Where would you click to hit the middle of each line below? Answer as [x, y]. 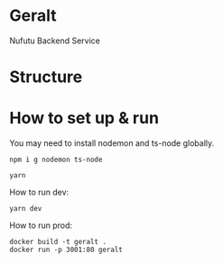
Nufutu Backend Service [55, 41]
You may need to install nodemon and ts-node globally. [112, 143]
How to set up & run [84, 118]
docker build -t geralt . [58, 242]
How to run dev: [39, 192]
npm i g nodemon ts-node [56, 160]
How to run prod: [41, 225]
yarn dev [26, 209]
